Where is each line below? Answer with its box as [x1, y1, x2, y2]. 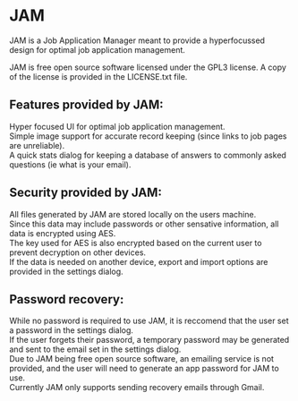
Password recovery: [9, 292, 124, 307]
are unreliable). [9, 140, 65, 150]
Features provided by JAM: [9, 98, 164, 113]
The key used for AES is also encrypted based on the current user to [9, 237, 262, 248]
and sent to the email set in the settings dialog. [9, 344, 182, 354]
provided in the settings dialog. [9, 266, 123, 277]
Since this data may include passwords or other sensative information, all [9, 218, 279, 229]
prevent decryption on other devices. [9, 247, 146, 258]
